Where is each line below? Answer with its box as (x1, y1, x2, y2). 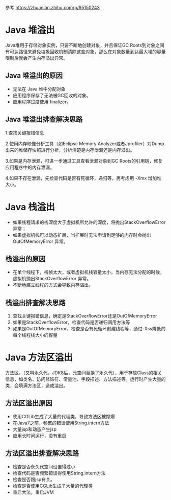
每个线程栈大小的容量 (12, 332, 58, 338)
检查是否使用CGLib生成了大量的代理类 (12, 483, 93, 489)
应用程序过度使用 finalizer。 (12, 99, 71, 105)
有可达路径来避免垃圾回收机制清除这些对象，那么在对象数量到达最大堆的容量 (5, 48, 166, 55)
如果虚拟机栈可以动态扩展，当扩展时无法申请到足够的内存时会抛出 (12, 232, 151, 238)
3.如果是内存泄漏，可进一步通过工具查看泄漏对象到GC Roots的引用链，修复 (5, 157, 163, 164)
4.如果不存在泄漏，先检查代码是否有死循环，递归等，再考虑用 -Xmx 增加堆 (5, 175, 162, 181)
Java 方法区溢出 (5, 352, 73, 363)
